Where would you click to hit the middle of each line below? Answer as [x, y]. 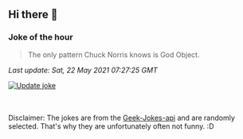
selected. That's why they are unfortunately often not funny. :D [111, 126]
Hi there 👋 [33, 15]
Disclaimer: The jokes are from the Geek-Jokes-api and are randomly [121, 118]
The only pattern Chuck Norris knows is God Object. [114, 54]
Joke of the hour [41, 37]
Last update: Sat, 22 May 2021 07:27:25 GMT [83, 70]
